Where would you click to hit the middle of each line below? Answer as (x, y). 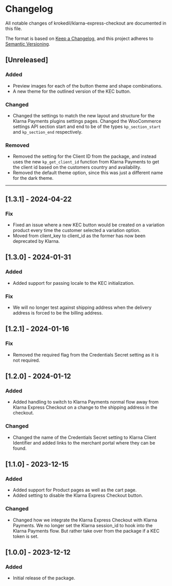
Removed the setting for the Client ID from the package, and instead (84, 156)
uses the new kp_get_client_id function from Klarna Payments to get (86, 162)
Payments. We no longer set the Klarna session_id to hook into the (82, 525)
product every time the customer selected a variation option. (77, 230)
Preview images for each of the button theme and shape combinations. (88, 86)
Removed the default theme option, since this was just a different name (88, 173)
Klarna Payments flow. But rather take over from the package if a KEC (86, 531)
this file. (14, 28)
